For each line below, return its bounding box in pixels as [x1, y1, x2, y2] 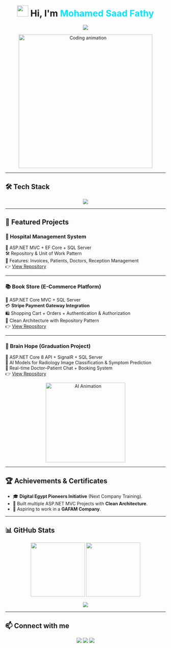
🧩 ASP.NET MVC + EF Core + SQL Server [5, 245, 92, 251]
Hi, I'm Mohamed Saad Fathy [30, 8, 154, 19]
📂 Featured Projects [5, 218, 69, 227]
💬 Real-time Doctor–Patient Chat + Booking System [5, 365, 113, 371]
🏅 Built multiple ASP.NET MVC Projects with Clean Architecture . [12, 500, 148, 506]
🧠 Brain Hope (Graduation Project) [5, 342, 91, 349]
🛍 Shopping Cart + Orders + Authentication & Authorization [5, 310, 131, 316]
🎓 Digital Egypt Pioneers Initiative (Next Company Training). [12, 493, 142, 499]
